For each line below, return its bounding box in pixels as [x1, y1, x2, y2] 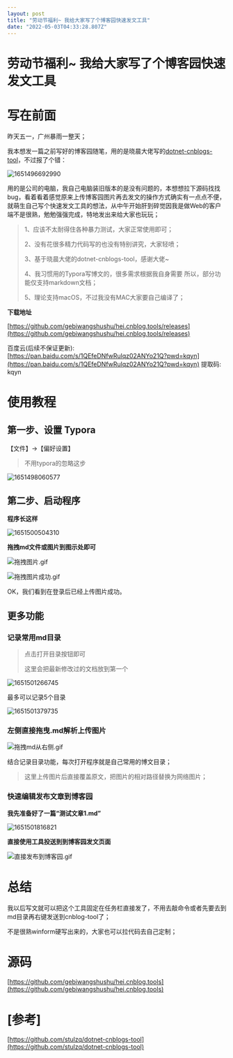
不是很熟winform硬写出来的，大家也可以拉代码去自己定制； [7, 927, 177, 936]
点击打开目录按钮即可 [24, 650, 86, 658]
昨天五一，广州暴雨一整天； [7, 132, 87, 140]
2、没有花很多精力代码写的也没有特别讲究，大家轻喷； [24, 240, 181, 248]
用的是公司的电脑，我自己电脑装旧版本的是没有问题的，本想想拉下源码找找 [7, 184, 220, 192]
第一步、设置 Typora [7, 424, 96, 436]
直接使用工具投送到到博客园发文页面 [7, 837, 111, 846]
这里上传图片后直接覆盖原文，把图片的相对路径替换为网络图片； [24, 772, 207, 781]
